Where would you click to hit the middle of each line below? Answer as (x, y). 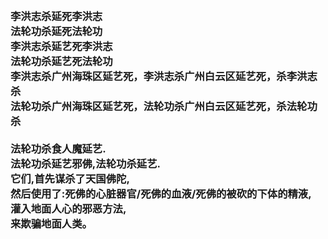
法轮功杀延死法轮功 (56, 31)
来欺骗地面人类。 (51, 223)
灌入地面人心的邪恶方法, (68, 208)
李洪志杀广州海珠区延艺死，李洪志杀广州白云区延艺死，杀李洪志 (164, 76)
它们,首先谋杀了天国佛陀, (70, 178)
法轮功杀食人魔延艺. (58, 148)
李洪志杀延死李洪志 (56, 16)
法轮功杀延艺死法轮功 (61, 61)
